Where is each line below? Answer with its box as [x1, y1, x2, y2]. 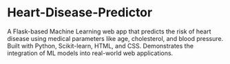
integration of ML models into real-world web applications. [7, 49, 174, 57]
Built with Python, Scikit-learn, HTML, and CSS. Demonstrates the [7, 42, 194, 50]
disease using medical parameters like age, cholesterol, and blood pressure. [7, 34, 224, 42]
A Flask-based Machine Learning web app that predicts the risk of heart [7, 27, 211, 35]
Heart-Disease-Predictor [7, 5, 153, 20]
